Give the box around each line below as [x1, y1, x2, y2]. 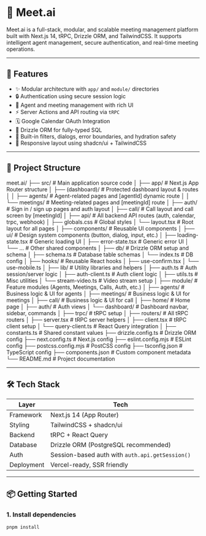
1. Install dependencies [6, 510, 77, 519]
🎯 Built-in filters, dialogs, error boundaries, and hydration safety [15, 132, 177, 140]
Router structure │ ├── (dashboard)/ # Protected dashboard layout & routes [6, 185, 199, 193]
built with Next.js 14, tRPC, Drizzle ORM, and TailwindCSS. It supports [6, 32, 182, 39]
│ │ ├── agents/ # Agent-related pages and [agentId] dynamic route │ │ [6, 192, 190, 199]
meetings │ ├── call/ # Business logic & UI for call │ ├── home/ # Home [6, 296, 191, 304]
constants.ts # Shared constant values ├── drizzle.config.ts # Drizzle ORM [6, 329, 197, 336]
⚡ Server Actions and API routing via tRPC [15, 108, 120, 115]
